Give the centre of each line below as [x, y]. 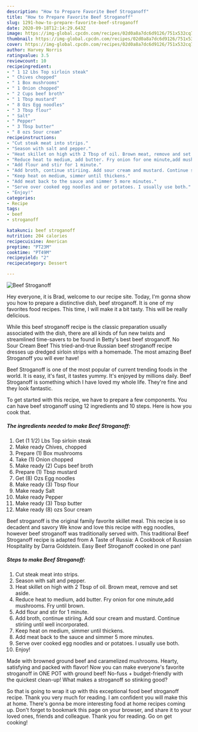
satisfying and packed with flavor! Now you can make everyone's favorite [95, 667]
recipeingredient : [29, 66]
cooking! [17, 722]
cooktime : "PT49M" [29, 252]
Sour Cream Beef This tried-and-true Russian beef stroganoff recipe [90, 346]
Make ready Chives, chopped [51, 447]
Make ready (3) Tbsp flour [47, 484]
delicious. [18, 315]
